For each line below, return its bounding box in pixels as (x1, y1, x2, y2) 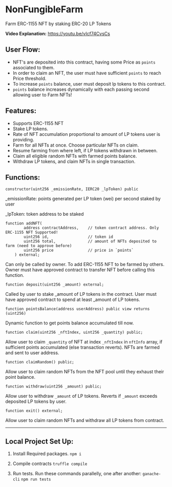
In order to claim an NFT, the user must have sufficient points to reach (12, 70, 161, 76)
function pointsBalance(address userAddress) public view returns (5, 307, 150, 312)
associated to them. (12, 64, 55, 70)
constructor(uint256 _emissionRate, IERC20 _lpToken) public (5, 187, 139, 192)
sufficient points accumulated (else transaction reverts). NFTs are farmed (5, 344, 160, 351)
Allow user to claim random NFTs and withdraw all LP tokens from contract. (5, 417, 164, 423)
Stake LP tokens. (12, 126, 49, 132)
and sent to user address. (5, 350, 59, 356)
